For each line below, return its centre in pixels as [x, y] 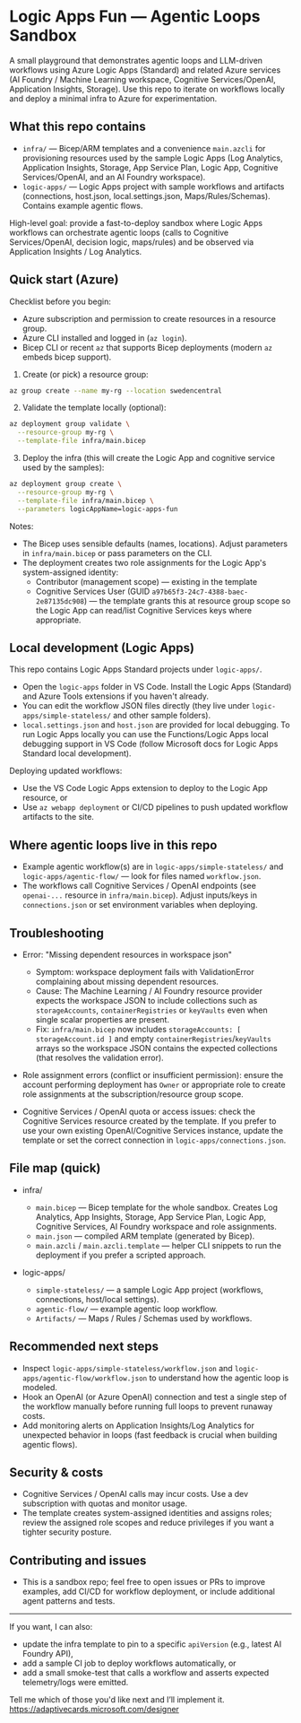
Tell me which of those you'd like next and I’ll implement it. [117, 1700]
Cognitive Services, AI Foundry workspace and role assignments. [156, 1226]
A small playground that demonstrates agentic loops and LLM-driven [136, 60]
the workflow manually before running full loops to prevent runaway [147, 1406]
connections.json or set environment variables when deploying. [140, 905]
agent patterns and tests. [69, 1601]
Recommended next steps [84, 1347]
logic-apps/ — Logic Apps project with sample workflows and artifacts [153, 187]
